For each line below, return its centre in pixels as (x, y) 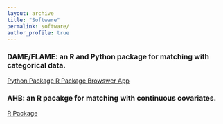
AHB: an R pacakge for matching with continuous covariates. (112, 99)
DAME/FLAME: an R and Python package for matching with (108, 57)
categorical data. (36, 65)
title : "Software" (34, 20)
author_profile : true (38, 33)
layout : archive (30, 13)
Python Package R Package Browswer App (69, 81)
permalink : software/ (38, 26)
